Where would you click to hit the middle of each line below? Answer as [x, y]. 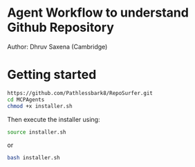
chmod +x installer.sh [40, 106]
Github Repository [61, 27]
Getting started [52, 75]
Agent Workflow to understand [98, 13]
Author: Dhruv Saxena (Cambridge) [57, 46]
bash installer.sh [34, 158]
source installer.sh [37, 132]
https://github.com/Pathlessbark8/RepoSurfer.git [80, 93]
